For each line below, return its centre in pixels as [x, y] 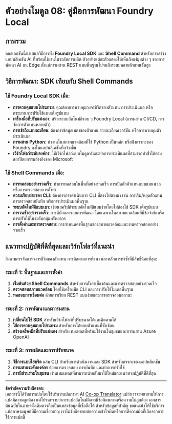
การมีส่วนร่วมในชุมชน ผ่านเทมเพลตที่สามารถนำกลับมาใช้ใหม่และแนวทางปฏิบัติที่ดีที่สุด [84, 373]
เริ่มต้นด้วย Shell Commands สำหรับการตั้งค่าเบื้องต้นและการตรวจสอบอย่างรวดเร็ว [85, 284]
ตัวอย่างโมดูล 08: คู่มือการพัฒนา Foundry [79, 11]
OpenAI [21, 337]
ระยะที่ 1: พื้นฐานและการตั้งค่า [34, 272]
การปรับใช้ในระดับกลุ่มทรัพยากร [39, 218]
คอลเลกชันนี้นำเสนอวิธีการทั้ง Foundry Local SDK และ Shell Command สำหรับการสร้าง [86, 53]
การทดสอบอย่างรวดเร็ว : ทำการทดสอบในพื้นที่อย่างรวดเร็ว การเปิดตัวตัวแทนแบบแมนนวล [87, 184]
